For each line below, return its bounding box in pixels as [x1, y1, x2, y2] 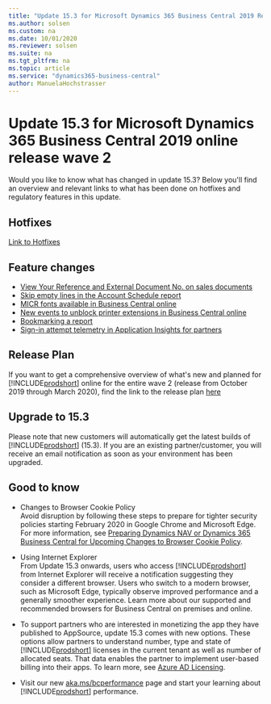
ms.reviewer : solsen [8, 42, 78, 50]
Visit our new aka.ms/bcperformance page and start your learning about [19, 677, 261, 687]
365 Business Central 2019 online [8, 131, 239, 149]
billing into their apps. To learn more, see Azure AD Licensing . [19, 662, 226, 672]
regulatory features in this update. [8, 192, 121, 202]
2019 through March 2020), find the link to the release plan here [8, 387, 222, 396]
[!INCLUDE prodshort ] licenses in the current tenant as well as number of [19, 645, 261, 655]
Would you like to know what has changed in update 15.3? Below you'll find [8, 175, 257, 185]
